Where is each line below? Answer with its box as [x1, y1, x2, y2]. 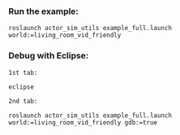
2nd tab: [8, 97, 38, 105]
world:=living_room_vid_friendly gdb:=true [8, 118, 158, 127]
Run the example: [8, 6, 79, 17]
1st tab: [8, 68, 38, 76]
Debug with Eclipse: [8, 50, 89, 62]
